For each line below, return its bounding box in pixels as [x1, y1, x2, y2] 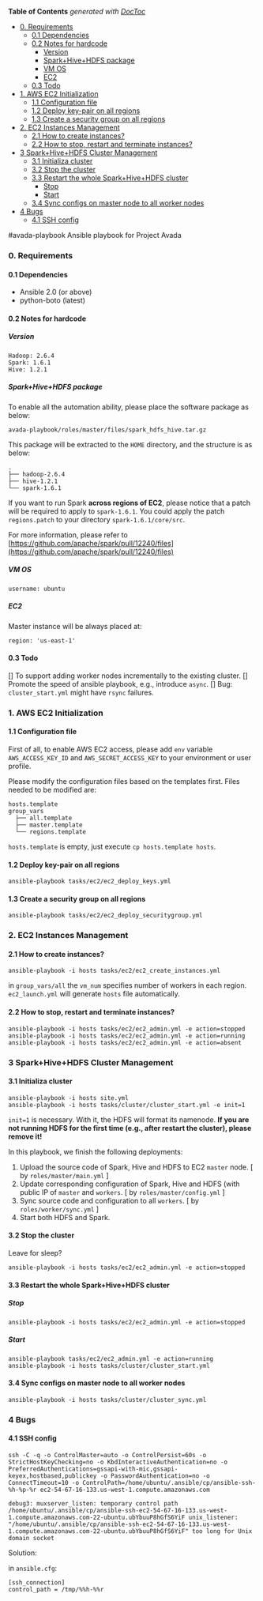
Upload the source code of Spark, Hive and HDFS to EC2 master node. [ [19, 1162, 254, 1172]
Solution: [8, 1548, 37, 1558]
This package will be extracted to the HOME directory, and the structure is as [8, 439, 253, 449]
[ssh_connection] [8, 1578, 66, 1587]
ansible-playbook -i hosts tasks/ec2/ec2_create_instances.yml [8, 967, 221, 975]
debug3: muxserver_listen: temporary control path [8, 1499, 178, 1508]
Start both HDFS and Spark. [19, 1212, 111, 1222]
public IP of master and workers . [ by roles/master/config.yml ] [19, 1187, 225, 1196]
